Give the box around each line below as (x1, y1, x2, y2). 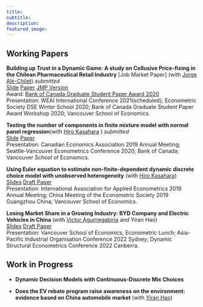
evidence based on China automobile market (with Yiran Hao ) (15, 294, 173, 301)
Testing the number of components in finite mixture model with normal (6, 122, 189, 129)
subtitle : (6, 15, 32, 21)
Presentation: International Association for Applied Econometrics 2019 (6, 185, 182, 192)
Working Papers (6, 48, 69, 58)
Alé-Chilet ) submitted (6, 77, 60, 85)
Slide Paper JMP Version (6, 84, 69, 91)
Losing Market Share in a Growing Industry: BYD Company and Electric (6, 210, 190, 217)
